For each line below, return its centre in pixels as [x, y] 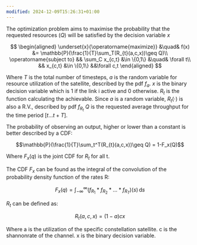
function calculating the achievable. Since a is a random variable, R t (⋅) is [95, 100]
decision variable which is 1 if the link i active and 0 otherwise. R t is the [93, 92]
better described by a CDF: [39, 133]
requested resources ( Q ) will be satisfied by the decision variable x [88, 35]
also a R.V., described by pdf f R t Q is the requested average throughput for [98, 108]
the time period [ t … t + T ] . [37, 115]
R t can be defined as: [32, 204]
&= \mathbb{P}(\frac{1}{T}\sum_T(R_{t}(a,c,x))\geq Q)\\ [100, 53]
